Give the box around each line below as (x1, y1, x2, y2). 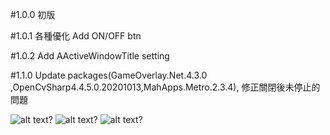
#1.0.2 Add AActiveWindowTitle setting (10, 50, 170, 62)
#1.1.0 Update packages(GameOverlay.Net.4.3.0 (10, 69, 208, 81)
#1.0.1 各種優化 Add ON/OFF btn (10, 30, 142, 42)
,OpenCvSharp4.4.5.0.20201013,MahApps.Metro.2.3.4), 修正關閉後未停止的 (10, 81, 321, 93)
